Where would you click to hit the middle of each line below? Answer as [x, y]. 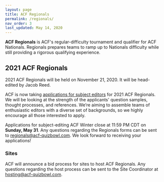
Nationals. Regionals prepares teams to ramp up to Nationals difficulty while [82, 47]
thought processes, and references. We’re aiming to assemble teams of [78, 105]
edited [12, 85]
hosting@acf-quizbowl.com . [34, 175]
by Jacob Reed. [35, 85]
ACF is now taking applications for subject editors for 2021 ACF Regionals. [81, 94]
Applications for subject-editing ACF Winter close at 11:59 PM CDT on [76, 125]
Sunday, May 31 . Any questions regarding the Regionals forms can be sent [81, 130]
